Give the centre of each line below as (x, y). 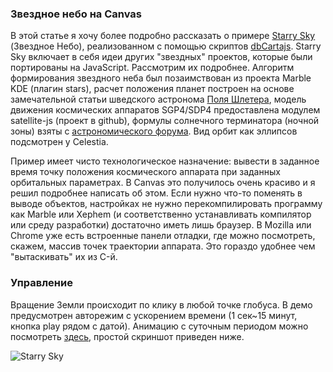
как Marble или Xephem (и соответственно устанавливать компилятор (161, 214)
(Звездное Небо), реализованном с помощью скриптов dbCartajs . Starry (166, 46)
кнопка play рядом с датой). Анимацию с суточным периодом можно (159, 326)
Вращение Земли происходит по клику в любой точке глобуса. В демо (161, 304)
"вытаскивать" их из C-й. (64, 257)
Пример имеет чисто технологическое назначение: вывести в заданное (165, 161)
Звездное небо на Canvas (76, 14)
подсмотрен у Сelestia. (59, 142)
